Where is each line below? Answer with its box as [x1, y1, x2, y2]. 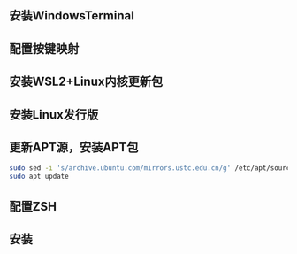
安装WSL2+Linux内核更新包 [9, 74, 164, 89]
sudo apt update [9, 172, 69, 181]
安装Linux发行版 [9, 107, 99, 122]
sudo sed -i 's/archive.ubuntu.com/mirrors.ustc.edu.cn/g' [9, 164, 232, 173]
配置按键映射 [9, 41, 80, 56]
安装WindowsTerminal [9, 8, 134, 24]
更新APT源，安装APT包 [9, 140, 139, 155]
